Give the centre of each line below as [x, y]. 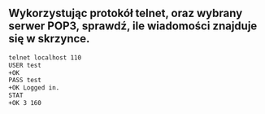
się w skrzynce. [49, 39]
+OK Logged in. [34, 88]
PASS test [25, 81]
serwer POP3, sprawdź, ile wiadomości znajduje [133, 26]
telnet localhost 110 [45, 57]
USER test [25, 65]
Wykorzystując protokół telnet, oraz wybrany [126, 13]
